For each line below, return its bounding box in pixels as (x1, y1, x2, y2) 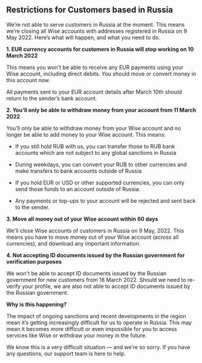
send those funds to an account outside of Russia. (15, 185, 141, 192)
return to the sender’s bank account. (6, 94, 97, 102)
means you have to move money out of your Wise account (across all (6, 233, 179, 241)
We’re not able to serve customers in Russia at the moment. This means (6, 21, 185, 28)
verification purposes (6, 258, 62, 265)
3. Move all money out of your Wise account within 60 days (6, 215, 158, 223)
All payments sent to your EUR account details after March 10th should (6, 88, 183, 96)
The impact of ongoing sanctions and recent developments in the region (6, 312, 186, 319)
